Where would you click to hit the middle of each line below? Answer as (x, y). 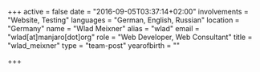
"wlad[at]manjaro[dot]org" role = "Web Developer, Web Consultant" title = (130, 37)
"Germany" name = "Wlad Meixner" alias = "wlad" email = (104, 28)
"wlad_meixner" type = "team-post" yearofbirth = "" (93, 46)
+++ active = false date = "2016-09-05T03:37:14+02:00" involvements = (128, 12)
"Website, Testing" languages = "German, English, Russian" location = (124, 20)
